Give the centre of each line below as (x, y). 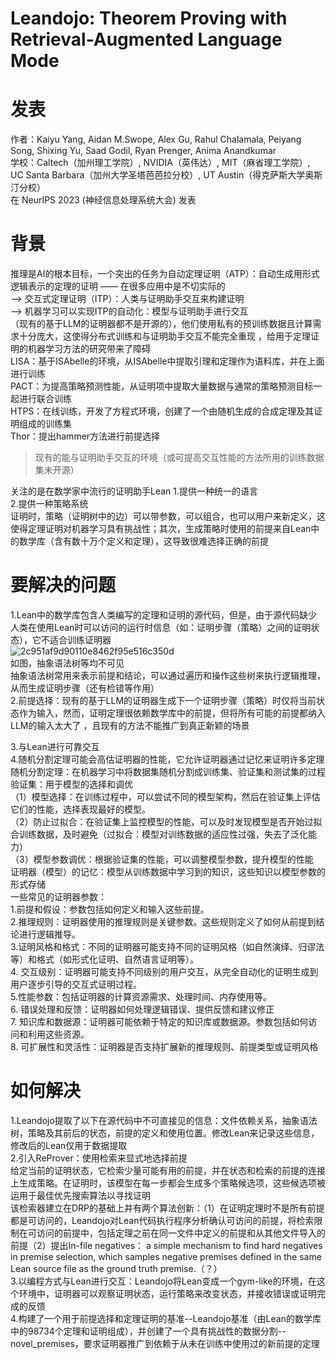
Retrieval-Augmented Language (146, 39)
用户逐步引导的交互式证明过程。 (76, 984)
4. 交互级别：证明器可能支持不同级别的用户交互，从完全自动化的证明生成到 (164, 971)
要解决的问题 (63, 585)
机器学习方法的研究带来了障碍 (89, 349)
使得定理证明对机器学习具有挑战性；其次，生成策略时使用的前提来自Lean (161, 529)
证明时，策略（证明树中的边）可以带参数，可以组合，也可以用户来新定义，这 (168, 516)
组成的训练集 (45, 424)
